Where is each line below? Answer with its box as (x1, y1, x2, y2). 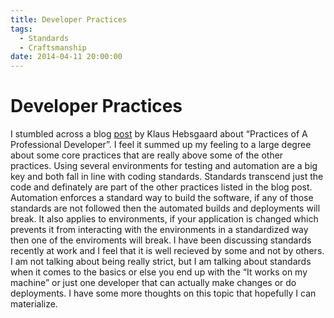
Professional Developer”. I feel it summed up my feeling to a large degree (10, 139, 312, 151)
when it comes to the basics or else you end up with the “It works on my (10, 266, 308, 278)
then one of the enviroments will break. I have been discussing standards (10, 234, 312, 246)
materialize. (10, 298, 58, 310)
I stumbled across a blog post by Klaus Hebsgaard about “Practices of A (10, 128, 308, 140)
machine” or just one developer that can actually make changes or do (10, 277, 297, 289)
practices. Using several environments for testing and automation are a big (10, 160, 318, 172)
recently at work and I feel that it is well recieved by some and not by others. (10, 245, 325, 257)
